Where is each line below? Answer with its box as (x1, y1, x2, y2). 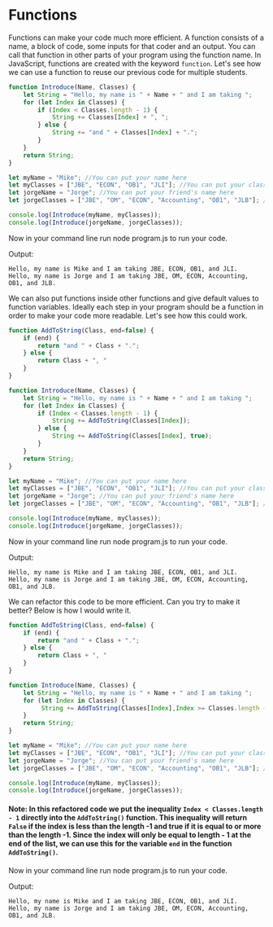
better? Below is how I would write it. (8, 605, 132, 615)
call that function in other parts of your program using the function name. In (8, 50, 262, 59)
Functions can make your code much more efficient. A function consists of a (8, 33, 264, 42)
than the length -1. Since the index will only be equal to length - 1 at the (8, 829, 252, 840)
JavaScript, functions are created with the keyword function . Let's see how (8, 59, 262, 68)
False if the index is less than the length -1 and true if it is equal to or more (8, 821, 262, 831)
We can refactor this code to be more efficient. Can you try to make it (8, 596, 240, 606)
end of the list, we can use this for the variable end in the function (8, 838, 232, 848)
